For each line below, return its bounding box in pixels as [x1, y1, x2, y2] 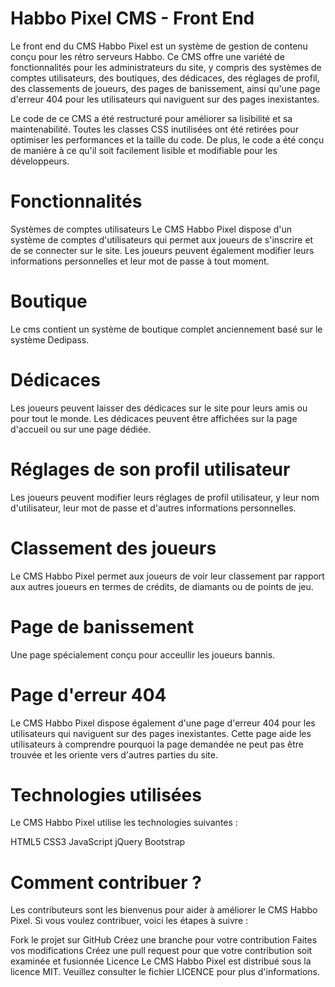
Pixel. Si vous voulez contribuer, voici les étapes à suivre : [10, 915, 249, 927]
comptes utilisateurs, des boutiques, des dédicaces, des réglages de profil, [10, 72, 320, 84]
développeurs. [10, 155, 70, 167]
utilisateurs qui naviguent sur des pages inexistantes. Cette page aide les [10, 727, 312, 739]
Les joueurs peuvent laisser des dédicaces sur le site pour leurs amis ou [10, 402, 308, 414]
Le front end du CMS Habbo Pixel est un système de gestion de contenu [10, 40, 308, 52]
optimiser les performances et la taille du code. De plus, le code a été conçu [10, 133, 325, 146]
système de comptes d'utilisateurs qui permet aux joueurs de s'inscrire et [10, 233, 314, 246]
